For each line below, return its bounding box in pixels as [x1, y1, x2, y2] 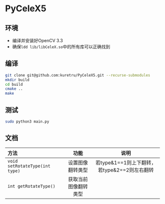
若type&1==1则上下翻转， [95, 159, 157, 166]
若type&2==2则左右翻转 [98, 166, 154, 173]
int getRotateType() [7, 183, 55, 189]
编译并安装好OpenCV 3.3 [12, 38, 63, 43]
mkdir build [5, 77, 29, 82]
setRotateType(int [7, 163, 51, 169]
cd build [5, 82, 23, 87]
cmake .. [5, 86, 23, 91]
